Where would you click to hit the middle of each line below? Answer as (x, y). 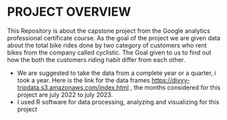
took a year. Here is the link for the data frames (83, 80)
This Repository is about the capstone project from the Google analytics (109, 31)
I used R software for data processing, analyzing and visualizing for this (118, 102)
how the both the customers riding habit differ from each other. (96, 59)
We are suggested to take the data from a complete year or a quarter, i (116, 73)
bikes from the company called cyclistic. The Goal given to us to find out (109, 52)
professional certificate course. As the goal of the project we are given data (114, 37)
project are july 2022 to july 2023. (65, 94)
